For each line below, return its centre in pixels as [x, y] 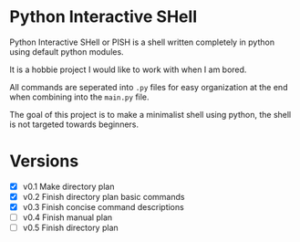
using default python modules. [67, 51]
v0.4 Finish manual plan [67, 217]
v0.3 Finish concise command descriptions [103, 207]
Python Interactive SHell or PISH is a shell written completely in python [142, 42]
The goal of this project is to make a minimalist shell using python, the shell [150, 114]
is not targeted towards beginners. [74, 124]
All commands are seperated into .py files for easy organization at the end [149, 87]
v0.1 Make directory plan [68, 186]
